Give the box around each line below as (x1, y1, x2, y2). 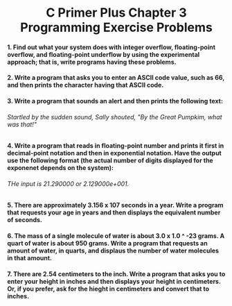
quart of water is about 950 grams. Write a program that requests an (7, 239, 208, 247)
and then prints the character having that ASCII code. (7, 81, 164, 90)
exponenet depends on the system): (7, 164, 114, 172)
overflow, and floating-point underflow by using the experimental (7, 50, 200, 58)
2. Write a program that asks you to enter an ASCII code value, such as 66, (7, 74, 225, 82)
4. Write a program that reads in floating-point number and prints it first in (7, 142, 224, 150)
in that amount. (7, 253, 52, 262)
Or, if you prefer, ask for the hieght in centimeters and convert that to (7, 284, 210, 293)
